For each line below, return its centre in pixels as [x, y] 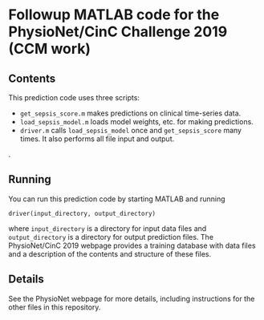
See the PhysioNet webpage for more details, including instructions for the [132, 298]
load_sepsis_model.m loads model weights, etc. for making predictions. [137, 122]
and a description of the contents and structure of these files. [110, 253]
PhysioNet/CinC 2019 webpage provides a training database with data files [132, 245]
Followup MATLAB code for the [114, 15]
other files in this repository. [55, 307]
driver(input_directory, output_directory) [82, 213]
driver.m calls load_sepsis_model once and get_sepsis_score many [131, 130]
